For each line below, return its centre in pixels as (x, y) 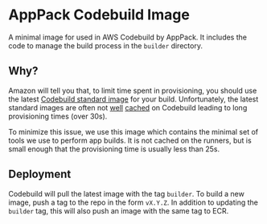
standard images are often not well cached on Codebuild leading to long (128, 107)
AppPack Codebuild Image (99, 15)
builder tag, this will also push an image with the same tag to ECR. (119, 210)
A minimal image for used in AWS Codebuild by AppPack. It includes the (128, 37)
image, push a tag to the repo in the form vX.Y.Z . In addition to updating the (133, 202)
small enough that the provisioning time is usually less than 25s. (114, 149)
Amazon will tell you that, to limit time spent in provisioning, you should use (133, 90)
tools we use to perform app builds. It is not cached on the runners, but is (130, 140)
